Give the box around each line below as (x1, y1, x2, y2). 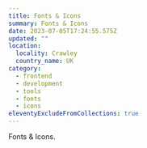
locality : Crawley (15, 49, 78, 57)
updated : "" (8, 34, 48, 43)
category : (8, 65, 42, 73)
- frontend (15, 72, 52, 80)
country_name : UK (15, 57, 74, 66)
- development (15, 79, 63, 87)
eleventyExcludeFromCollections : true (8, 110, 139, 118)
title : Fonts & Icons (8, 11, 82, 20)
